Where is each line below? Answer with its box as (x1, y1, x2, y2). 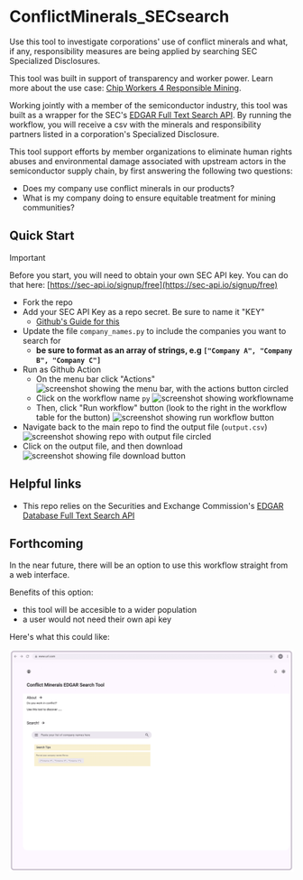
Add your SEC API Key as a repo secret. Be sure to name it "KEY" (22, 306, 265, 317)
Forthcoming (9, 535, 84, 551)
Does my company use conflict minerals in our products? (22, 182, 234, 193)
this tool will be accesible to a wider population (22, 605, 197, 616)
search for (22, 335, 61, 346)
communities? (22, 201, 75, 213)
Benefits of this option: (9, 587, 94, 597)
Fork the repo (22, 296, 74, 308)
